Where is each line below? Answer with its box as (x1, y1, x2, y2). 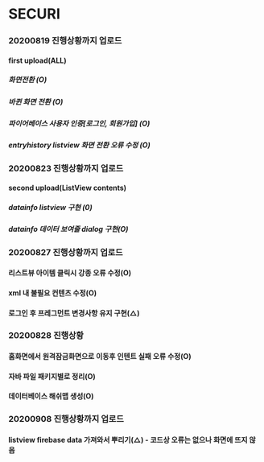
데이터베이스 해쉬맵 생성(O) (8, 391, 94, 401)
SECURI (8, 5, 60, 23)
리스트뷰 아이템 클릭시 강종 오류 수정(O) (8, 268, 131, 278)
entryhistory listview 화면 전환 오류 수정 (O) (8, 140, 151, 150)
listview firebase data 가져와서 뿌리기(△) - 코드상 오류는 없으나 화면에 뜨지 (8, 435, 248, 444)
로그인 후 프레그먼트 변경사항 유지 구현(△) (8, 307, 140, 318)
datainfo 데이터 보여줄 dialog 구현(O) (8, 225, 129, 234)
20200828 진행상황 (8, 330, 85, 341)
